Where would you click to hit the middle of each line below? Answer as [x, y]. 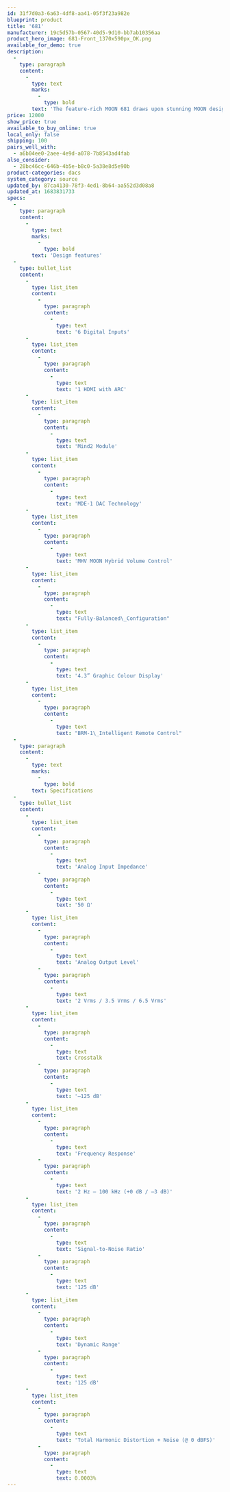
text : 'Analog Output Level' [97, 962]
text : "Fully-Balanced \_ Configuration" [113, 619]
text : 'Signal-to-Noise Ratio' [101, 1249]
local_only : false [33, 134]
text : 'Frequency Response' [96, 1154]
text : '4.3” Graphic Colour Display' [110, 675]
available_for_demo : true [44, 45]
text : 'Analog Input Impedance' [102, 867]
